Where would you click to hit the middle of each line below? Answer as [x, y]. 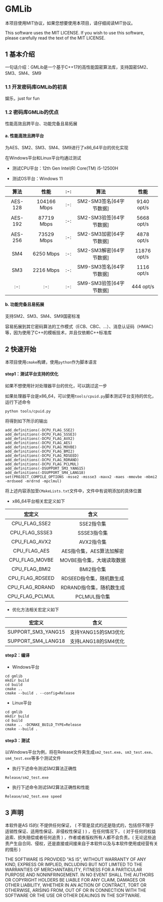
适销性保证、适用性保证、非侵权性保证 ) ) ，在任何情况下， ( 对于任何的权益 [81, 831]
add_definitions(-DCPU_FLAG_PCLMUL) [42, 464]
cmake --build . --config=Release [40, 693]
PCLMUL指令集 [93, 596]
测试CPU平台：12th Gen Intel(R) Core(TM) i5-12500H [65, 168]
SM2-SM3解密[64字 [101, 250]
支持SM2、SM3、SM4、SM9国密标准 [43, 316]
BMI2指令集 [93, 569]
